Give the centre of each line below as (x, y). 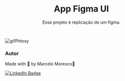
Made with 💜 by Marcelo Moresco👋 (40, 64)
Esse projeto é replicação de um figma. (81, 22)
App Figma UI (81, 9)
